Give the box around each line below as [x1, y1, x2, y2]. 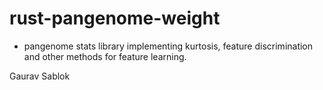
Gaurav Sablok [9, 70, 71, 82]
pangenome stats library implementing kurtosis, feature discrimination [23, 40, 314, 52]
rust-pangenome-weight [9, 7, 221, 30]
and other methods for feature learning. [23, 50, 187, 62]
